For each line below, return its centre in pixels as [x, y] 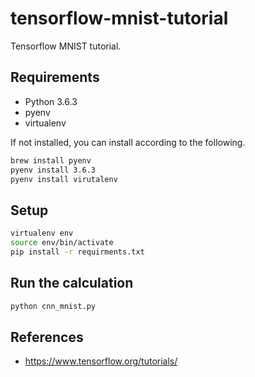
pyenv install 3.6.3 [53, 170]
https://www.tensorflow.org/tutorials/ [101, 361]
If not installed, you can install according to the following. [128, 142]
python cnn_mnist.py [53, 306]
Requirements [55, 77]
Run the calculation [72, 283]
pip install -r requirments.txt [77, 252]
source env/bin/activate [62, 243]
